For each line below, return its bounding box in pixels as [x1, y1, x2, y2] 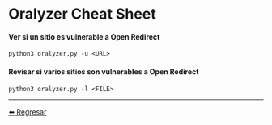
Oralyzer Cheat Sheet [8, 5, 156, 23]
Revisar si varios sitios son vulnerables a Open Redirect [8, 66, 199, 77]
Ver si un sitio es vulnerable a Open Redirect [8, 31, 160, 41]
